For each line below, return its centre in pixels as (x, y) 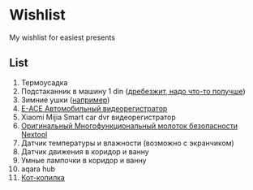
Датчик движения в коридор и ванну (85, 151)
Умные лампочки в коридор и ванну (84, 160)
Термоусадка (44, 82)
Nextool (34, 134)
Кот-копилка (43, 177)
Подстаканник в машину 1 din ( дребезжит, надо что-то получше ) (133, 91)
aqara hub (38, 169)
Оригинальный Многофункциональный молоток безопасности (129, 125)
